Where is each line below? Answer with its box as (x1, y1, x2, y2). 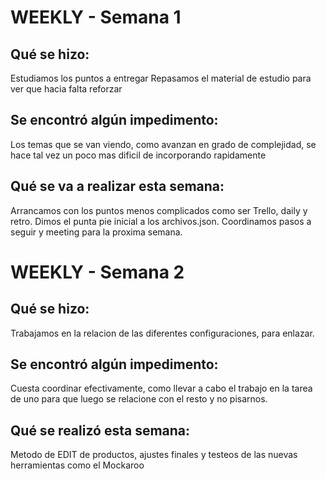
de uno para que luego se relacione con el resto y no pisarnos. (10, 393, 268, 405)
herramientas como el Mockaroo (10, 459, 145, 471)
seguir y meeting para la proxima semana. (10, 226, 183, 238)
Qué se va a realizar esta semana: (10, 178, 225, 195)
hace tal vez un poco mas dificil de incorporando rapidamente (10, 149, 267, 161)
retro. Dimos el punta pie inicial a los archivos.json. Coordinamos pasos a (10, 215, 312, 227)
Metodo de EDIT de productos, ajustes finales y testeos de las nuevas (10, 449, 298, 461)
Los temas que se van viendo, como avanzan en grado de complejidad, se (10, 138, 317, 150)
